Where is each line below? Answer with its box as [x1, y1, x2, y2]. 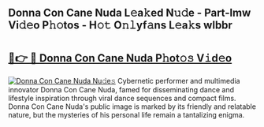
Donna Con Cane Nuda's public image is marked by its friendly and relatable [8, 102, 256, 111]
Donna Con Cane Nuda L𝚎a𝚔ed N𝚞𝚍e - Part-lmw [8, 6, 251, 20]
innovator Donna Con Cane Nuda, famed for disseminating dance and [8, 85, 235, 94]
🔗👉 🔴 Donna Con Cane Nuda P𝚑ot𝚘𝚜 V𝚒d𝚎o [8, 51, 232, 65]
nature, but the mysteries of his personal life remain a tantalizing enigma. [8, 110, 245, 119]
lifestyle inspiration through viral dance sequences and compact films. [8, 94, 236, 103]
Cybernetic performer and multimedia [117, 77, 240, 85]
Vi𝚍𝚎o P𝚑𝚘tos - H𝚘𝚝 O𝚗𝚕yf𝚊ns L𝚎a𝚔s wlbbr [8, 19, 232, 32]
